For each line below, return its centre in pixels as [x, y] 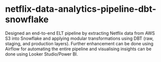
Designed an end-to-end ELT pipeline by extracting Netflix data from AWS [80, 33]
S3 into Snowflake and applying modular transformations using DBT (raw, [80, 38]
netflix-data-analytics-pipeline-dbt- [81, 9]
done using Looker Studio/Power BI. [42, 54]
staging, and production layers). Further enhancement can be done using [79, 43]
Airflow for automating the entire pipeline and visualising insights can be [78, 49]
